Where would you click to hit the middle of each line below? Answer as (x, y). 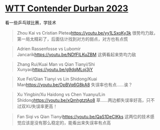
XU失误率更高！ (41, 106)
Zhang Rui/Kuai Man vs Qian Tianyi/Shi (56, 64)
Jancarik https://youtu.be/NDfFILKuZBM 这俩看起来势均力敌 (76, 55)
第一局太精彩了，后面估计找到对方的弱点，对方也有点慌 (72, 39)
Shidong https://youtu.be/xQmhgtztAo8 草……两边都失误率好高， (81, 100)
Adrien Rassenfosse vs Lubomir (49, 49)
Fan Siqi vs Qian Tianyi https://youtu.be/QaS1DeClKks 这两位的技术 (84, 116)
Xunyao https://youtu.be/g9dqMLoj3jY (55, 69)
